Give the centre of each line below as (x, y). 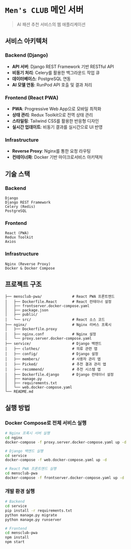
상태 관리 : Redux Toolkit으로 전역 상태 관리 (52, 115)
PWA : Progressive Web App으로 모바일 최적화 (57, 109)
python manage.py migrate (31, 515)
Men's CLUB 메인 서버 (44, 10)
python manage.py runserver (33, 520)
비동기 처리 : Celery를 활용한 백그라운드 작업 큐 (56, 72)
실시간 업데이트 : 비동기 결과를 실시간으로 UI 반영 (57, 127)
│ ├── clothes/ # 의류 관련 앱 (51, 349)
